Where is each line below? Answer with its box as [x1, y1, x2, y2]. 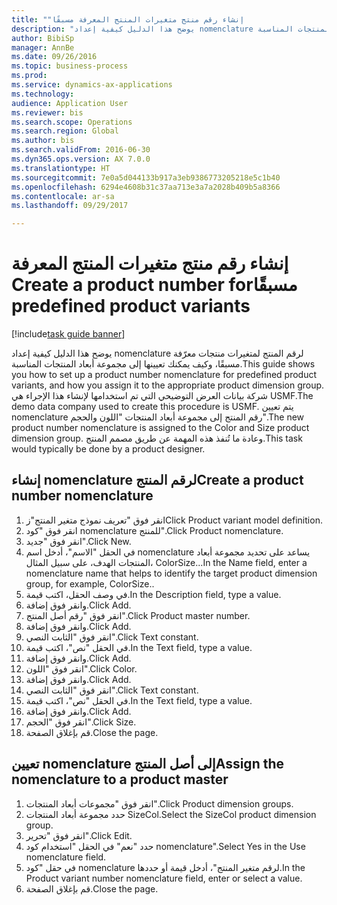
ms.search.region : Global [11, 126, 119, 136]
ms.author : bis [11, 136, 75, 146]
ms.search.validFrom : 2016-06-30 [11, 145, 151, 155]
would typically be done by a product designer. [11, 443, 206, 455]
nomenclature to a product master [11, 771, 229, 788]
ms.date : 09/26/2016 [11, 52, 98, 62]
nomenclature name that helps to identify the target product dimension [25, 567, 318, 579]
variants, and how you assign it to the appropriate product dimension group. [11, 379, 325, 391]
